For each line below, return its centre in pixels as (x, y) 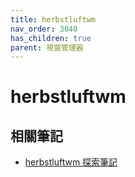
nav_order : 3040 (44, 29)
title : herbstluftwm (53, 19)
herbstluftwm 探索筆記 (71, 162)
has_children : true (51, 38)
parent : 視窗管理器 (47, 47)
